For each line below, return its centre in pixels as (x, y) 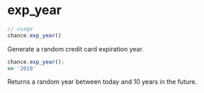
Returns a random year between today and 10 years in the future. (102, 82)
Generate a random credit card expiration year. (75, 49)
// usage (20, 29)
